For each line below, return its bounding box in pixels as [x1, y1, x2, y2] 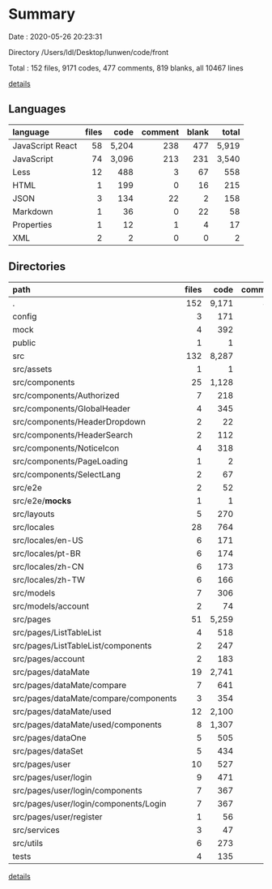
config [12, 310, 37, 322]
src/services [12, 824, 60, 836]
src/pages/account [12, 653, 85, 665]
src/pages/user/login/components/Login [12, 797, 167, 809]
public [12, 337, 36, 348]
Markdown [12, 206, 53, 217]
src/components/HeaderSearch [12, 429, 134, 440]
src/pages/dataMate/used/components [12, 719, 162, 730]
